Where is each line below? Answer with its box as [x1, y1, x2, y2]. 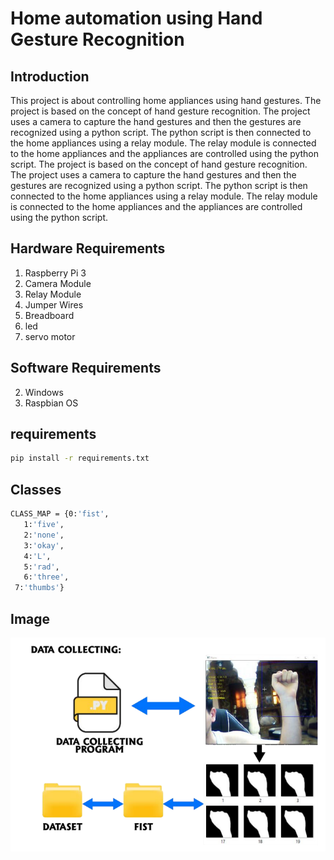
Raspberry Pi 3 [24, 267, 87, 279]
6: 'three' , [23, 572, 70, 582]
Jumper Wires [24, 298, 84, 311]
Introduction [10, 68, 90, 85]
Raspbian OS [24, 397, 79, 409]
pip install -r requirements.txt [10, 453, 150, 464]
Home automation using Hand [10, 7, 263, 30]
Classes [10, 481, 62, 498]
